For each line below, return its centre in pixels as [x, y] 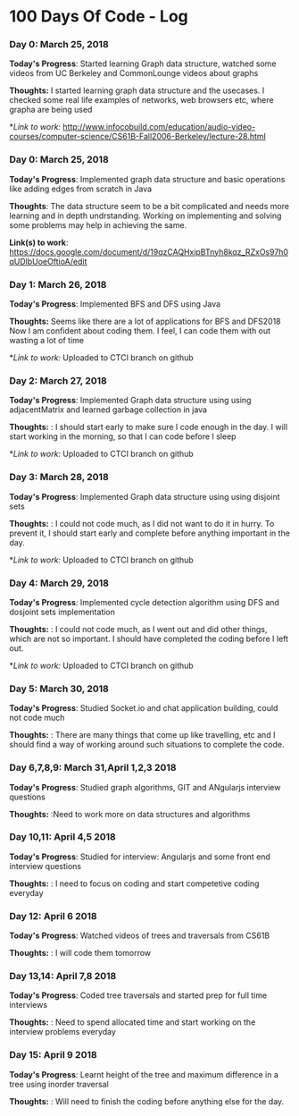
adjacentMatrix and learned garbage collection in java [108, 410]
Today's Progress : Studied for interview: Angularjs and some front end [140, 857]
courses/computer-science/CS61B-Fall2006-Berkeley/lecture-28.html [137, 137]
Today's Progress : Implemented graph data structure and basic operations [147, 179]
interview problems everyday [62, 1032]
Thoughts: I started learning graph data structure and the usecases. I [137, 90]
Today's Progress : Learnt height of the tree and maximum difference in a [144, 1074]
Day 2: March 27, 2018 [58, 380]
